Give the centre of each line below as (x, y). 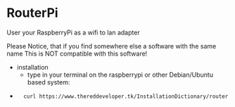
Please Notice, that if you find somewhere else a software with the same (112, 46)
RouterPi (32, 13)
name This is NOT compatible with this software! (77, 53)
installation (32, 67)
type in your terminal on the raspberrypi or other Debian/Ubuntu (120, 75)
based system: (49, 82)
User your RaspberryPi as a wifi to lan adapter (73, 32)
